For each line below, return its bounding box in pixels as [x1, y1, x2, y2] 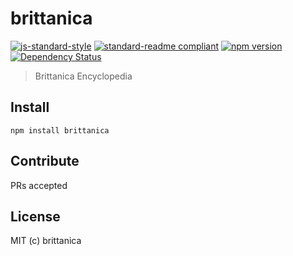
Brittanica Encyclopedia [34, 70, 133, 82]
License [10, 208, 61, 225]
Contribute [10, 153, 80, 170]
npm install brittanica [10, 125, 110, 136]
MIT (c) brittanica [10, 235, 82, 247]
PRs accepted [10, 179, 68, 191]
